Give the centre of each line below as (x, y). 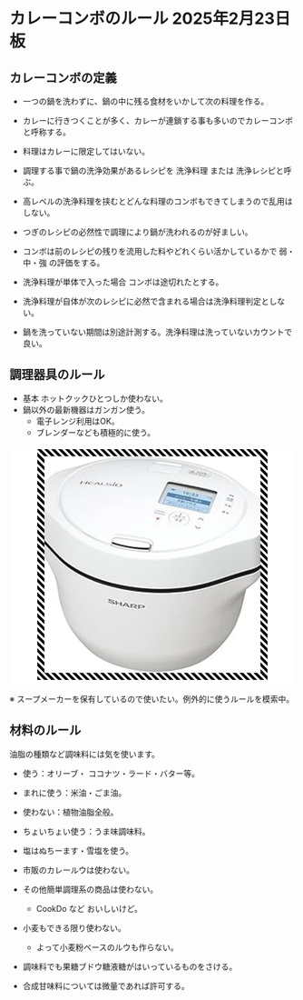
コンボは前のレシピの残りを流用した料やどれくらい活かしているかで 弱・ (159, 251)
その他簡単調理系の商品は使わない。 (90, 889)
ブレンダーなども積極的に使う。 (96, 432)
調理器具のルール (57, 375)
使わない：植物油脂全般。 (70, 812)
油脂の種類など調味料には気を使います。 (85, 754)
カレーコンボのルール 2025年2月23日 (150, 19)
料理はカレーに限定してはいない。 (86, 151)
